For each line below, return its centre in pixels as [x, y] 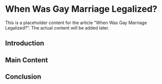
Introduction [25, 43]
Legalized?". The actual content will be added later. [57, 28]
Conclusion [23, 77]
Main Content [27, 60]
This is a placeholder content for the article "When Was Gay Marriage [76, 23]
